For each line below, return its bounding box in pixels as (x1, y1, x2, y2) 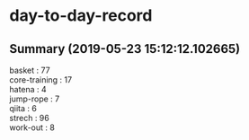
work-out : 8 (9, 122, 56, 133)
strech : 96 (9, 113, 49, 123)
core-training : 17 (9, 74, 73, 85)
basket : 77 (9, 65, 51, 75)
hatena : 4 (9, 84, 47, 94)
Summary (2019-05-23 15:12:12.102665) (9, 41, 241, 57)
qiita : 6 (9, 103, 38, 113)
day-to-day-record (9, 5, 153, 26)
